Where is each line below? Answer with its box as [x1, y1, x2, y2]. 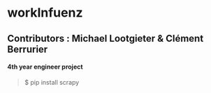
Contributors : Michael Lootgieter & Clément [7, 33, 204, 44]
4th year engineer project [7, 62, 83, 71]
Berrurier [7, 43, 48, 55]
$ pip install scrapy [24, 78, 80, 86]
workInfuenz [7, 5, 83, 21]
